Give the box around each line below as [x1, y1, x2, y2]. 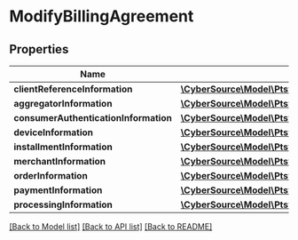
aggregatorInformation [13, 98, 113, 109]
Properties [9, 42, 69, 57]
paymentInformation [13, 184, 103, 196]
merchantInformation [13, 156, 106, 167]
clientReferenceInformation [13, 83, 133, 95]
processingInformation [13, 198, 114, 211]
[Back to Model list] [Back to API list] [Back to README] [9, 221, 213, 232]
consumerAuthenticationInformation [13, 112, 173, 124]
